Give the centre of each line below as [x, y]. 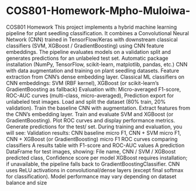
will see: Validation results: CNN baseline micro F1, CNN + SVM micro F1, [94, 132]
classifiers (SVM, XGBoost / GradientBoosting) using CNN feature [85, 46]
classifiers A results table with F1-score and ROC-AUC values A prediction [95, 145]
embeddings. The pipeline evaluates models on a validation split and [89, 52]
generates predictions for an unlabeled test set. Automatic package [87, 58]
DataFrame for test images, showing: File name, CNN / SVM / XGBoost [91, 151]
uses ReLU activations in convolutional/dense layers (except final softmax [95, 170]
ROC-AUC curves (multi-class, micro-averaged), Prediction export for [90, 95]
